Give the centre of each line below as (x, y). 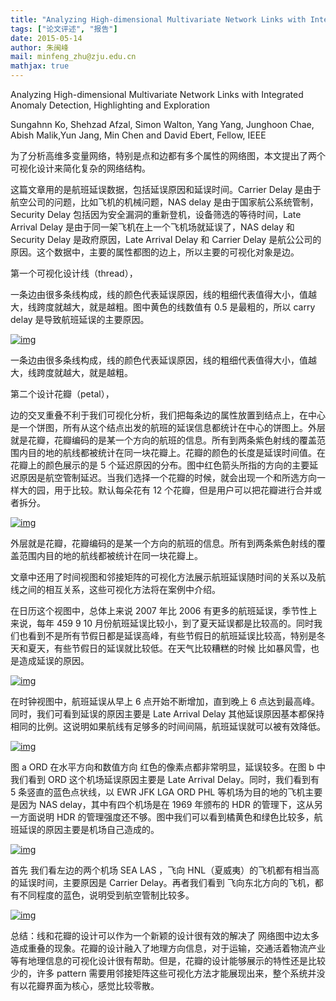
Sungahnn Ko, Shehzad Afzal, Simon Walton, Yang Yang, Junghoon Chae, (162, 124)
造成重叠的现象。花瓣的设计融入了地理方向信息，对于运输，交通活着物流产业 (168, 948)
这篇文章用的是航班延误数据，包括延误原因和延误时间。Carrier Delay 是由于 (166, 189)
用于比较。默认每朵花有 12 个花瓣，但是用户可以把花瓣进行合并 (183, 490)
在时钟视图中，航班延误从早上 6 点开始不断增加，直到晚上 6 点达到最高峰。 (165, 701)
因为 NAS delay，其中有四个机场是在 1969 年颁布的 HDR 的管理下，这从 (166, 804)
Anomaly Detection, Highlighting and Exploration (110, 105)
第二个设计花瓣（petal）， (62, 394)
